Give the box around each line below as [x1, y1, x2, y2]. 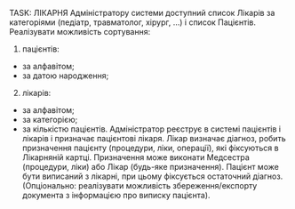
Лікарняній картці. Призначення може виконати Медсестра [21, 152, 251, 163]
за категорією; [21, 115, 78, 125]
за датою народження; [21, 70, 109, 81]
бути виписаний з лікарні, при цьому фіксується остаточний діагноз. [21, 171, 283, 181]
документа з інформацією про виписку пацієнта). [21, 190, 211, 200]
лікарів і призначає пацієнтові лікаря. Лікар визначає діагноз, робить [21, 133, 286, 143]
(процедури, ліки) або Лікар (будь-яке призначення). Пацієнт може [21, 162, 280, 172]
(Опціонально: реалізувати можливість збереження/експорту [21, 181, 258, 190]
